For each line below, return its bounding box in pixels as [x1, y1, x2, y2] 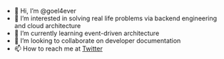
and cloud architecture [14, 22, 81, 29]
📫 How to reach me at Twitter [14, 44, 103, 53]
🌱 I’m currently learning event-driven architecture [14, 29, 160, 37]
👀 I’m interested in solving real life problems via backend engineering [14, 14, 218, 22]
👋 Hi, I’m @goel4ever [14, 7, 77, 15]
